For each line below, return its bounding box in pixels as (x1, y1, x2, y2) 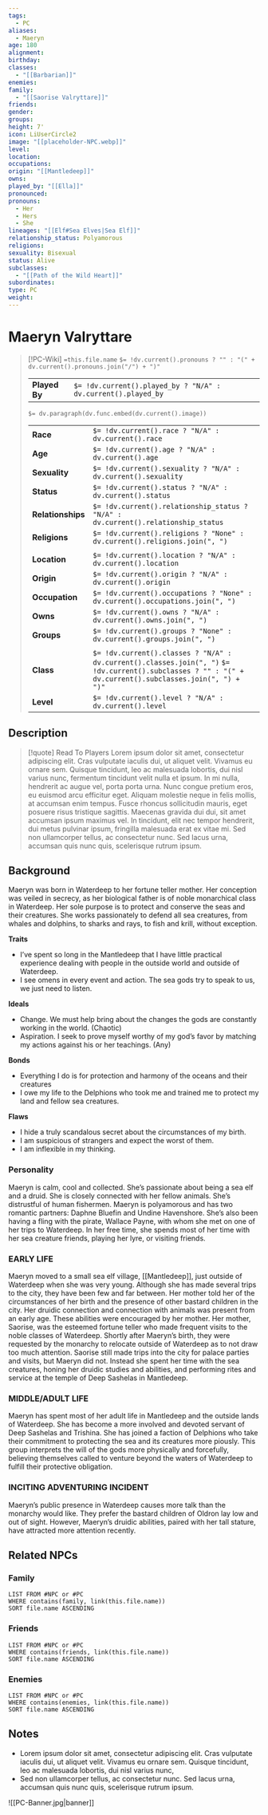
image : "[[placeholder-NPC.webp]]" (8, 137, 127, 146)
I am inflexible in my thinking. (19, 1144, 116, 1154)
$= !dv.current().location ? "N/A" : (93, 550, 236, 559)
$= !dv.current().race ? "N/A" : (93, 426, 220, 435)
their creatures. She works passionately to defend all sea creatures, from (8, 910, 248, 920)
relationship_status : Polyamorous (8, 235, 124, 243)
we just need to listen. (19, 984, 93, 993)
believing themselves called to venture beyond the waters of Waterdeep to (8, 1454, 254, 1463)
